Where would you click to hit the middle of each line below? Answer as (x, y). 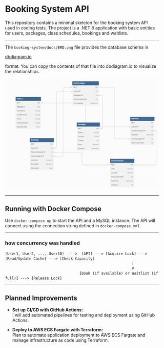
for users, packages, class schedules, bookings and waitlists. (67, 33)
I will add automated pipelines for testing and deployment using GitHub (83, 315)
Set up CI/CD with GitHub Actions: (47, 310)
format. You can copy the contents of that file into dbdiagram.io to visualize (81, 66)
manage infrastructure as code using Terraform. (61, 340)
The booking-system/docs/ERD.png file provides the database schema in (77, 47)
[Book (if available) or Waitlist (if (119, 273)
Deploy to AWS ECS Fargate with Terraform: (58, 330)
